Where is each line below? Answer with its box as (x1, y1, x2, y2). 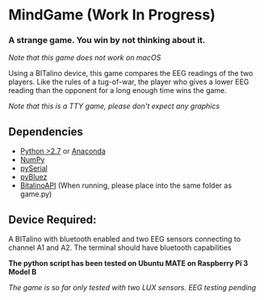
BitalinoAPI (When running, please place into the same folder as (19, 180, 233, 191)
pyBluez (19, 172, 48, 182)
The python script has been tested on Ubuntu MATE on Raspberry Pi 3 (8, 259, 249, 268)
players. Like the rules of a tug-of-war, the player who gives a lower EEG (8, 77, 249, 87)
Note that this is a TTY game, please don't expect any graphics (8, 101, 220, 111)
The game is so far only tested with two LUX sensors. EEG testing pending (8, 283, 257, 293)
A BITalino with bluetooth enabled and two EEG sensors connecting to (8, 235, 241, 244)
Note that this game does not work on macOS (8, 53, 161, 62)
